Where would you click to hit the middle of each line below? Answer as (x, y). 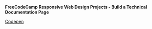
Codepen (14, 22)
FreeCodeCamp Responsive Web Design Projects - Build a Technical (76, 7)
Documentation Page (27, 12)
